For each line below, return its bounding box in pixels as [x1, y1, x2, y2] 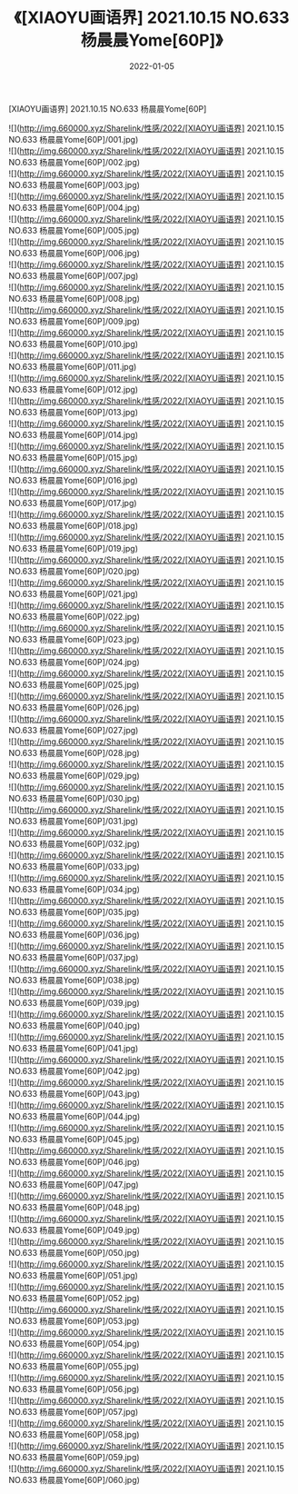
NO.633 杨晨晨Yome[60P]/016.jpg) [8, 474, 138, 485]
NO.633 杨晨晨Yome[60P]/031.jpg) [8, 815, 139, 826]
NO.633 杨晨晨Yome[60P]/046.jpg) [8, 1156, 140, 1167]
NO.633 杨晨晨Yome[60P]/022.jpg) [8, 611, 140, 622]
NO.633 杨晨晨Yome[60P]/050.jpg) [8, 1247, 140, 1258]
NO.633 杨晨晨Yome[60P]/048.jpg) [8, 1201, 141, 1212]
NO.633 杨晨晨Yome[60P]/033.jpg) [8, 861, 140, 871]
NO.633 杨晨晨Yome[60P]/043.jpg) [8, 1088, 141, 1099]
